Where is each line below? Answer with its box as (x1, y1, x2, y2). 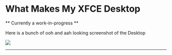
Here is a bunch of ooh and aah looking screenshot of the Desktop (5, 30, 146, 36)
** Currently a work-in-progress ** (5, 20, 79, 26)
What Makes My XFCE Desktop (5, 3, 141, 15)
